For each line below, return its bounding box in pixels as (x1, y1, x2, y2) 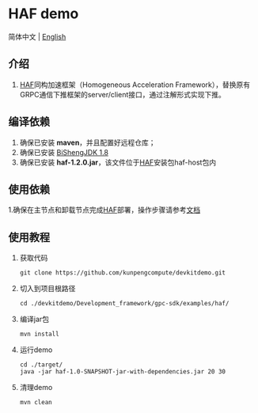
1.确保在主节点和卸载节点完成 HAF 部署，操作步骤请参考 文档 (8, 205, 201, 214)
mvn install (19, 330, 59, 339)
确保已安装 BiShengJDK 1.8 (19, 147, 109, 157)
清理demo (19, 383, 53, 392)
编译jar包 (19, 314, 50, 324)
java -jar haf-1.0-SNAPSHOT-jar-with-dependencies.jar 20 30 (19, 368, 226, 376)
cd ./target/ (19, 361, 63, 369)
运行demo (19, 345, 53, 354)
